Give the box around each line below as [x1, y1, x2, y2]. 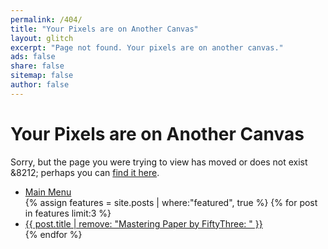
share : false [10, 61, 65, 71]
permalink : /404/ [10, 14, 83, 25]
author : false [10, 80, 70, 90]
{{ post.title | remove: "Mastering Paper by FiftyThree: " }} [24, 217, 263, 230]
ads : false [10, 52, 56, 62]
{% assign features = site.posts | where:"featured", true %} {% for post [24, 196, 318, 208]
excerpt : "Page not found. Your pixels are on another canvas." [10, 42, 284, 53]
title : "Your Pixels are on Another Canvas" [10, 24, 199, 34]
